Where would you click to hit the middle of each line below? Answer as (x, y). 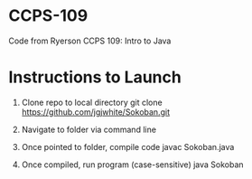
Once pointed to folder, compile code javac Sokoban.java (128, 146)
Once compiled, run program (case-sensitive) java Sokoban (133, 165)
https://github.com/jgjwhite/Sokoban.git (96, 112)
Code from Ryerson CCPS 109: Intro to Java (90, 41)
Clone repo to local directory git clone (92, 102)
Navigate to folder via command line (89, 129)
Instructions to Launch (95, 77)
